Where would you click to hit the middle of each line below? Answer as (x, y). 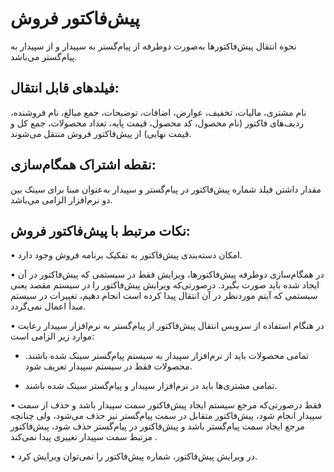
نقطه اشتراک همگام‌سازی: (83, 165)
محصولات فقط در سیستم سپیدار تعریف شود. (108, 366)
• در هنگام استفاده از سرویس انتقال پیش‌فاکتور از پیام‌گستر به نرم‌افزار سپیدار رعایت (167, 326)
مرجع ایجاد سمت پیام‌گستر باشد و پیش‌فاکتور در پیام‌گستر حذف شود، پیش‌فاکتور (157, 426)
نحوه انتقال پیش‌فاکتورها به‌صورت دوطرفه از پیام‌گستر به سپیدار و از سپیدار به (153, 46)
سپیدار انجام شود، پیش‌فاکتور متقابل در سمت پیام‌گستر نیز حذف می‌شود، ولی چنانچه (166, 416)
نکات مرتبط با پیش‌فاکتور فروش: (100, 230)
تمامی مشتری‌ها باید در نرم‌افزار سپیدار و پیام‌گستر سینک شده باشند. (151, 386)
